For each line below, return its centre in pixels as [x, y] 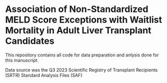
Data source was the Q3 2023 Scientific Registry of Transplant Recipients [81, 70]
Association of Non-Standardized [77, 9]
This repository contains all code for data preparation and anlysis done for [82, 55]
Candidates [30, 41]
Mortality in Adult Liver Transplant [78, 30]
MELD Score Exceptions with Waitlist [84, 20]
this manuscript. [22, 60]
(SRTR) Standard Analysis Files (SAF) [44, 75]
